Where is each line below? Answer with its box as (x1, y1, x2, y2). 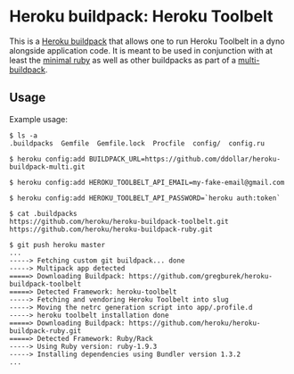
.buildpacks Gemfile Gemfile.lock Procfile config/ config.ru (9, 138, 265, 148)
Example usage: (9, 113, 69, 124)
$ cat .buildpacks (9, 209, 78, 218)
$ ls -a (9, 131, 38, 140)
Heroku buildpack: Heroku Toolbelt (9, 6, 274, 27)
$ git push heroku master (9, 240, 105, 249)
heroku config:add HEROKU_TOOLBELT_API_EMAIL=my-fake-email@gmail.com (17, 178, 285, 187)
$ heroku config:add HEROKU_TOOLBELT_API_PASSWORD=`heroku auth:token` (9, 194, 281, 203)
